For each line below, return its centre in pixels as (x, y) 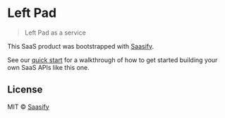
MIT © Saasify (28, 107)
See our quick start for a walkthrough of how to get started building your (112, 60)
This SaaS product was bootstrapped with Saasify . (81, 46)
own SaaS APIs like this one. (48, 67)
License (25, 90)
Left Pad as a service (55, 33)
